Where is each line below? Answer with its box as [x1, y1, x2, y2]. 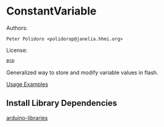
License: [6, 47, 28, 54]
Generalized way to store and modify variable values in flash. [6, 68, 159, 76]
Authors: [6, 24, 28, 31]
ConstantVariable [6, 4, 97, 18]
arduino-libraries [6, 114, 48, 122]
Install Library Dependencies [6, 98, 117, 108]
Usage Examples [6, 80, 48, 88]
